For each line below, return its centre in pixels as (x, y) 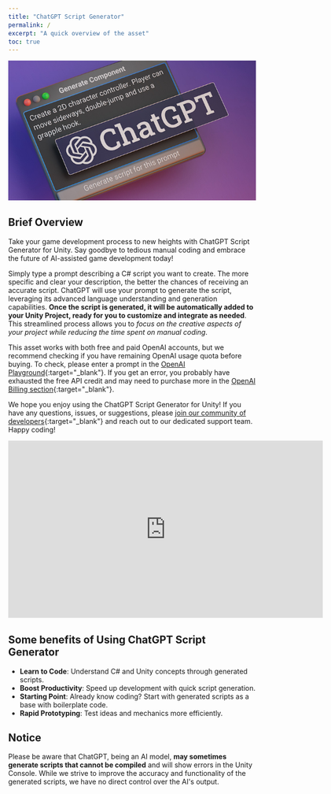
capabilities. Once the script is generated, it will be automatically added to (131, 306)
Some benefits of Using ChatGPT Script (107, 640)
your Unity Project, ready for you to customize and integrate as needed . (127, 315)
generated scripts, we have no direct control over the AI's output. (114, 782)
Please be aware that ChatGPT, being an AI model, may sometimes (118, 757)
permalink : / (29, 25)
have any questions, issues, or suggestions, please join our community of (127, 413)
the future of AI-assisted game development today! (91, 258)
